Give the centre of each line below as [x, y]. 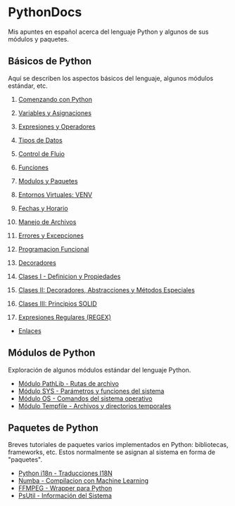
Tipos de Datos [40, 140]
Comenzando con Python [55, 99]
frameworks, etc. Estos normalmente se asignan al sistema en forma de [112, 452]
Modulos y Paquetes [48, 181]
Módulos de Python [52, 353]
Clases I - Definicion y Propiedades [69, 276]
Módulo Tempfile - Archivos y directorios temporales [95, 406]
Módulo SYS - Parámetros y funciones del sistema [91, 391]
